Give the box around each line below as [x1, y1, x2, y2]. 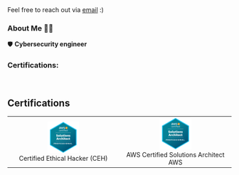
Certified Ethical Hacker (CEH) [18, 154, 108, 163]
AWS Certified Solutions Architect [126, 150, 225, 159]
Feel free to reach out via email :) [7, 6, 105, 14]
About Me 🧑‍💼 [7, 23, 53, 33]
